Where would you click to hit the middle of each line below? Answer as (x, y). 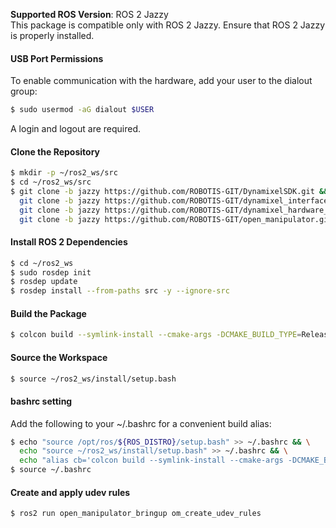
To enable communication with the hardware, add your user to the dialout (161, 81)
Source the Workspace (59, 357)
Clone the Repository (55, 151)
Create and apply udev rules (70, 492)
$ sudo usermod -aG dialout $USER (82, 110)
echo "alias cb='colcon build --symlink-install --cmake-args (151, 460)
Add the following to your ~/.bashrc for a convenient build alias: (141, 423)
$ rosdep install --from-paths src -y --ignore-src (120, 291)
